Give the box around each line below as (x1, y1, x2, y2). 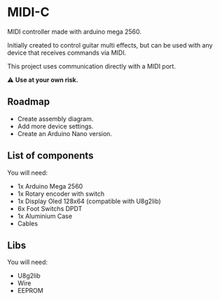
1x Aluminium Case (17, 212, 72, 220)
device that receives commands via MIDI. (7, 48, 127, 57)
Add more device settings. (17, 122, 94, 130)
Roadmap (7, 96, 50, 108)
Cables (17, 219, 39, 228)
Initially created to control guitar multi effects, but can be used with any (7, 41, 213, 49)
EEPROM (17, 287, 43, 295)
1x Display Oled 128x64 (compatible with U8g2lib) (17, 197, 161, 205)
